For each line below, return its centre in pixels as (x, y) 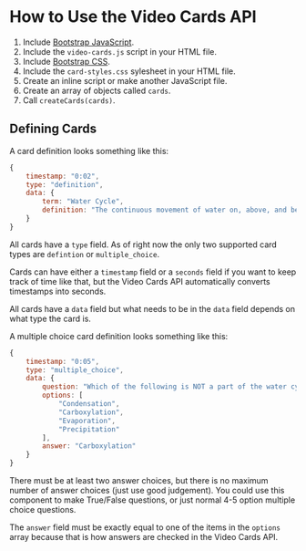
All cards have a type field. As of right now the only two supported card (143, 244)
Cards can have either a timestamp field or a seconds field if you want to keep (153, 272)
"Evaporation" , (87, 421)
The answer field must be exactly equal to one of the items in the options (145, 527)
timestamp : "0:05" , (63, 361)
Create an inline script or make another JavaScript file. (125, 80)
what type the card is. (50, 318)
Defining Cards (53, 129)
